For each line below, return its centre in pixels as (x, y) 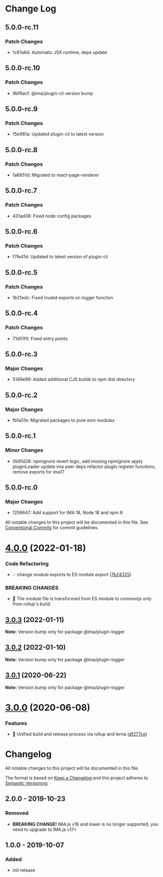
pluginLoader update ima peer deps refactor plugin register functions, (84, 467)
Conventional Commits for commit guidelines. (52, 528)
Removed (17, 813)
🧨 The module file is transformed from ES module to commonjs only (82, 599)
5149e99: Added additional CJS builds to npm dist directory (74, 379)
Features (16, 723)
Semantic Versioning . (27, 783)
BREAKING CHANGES (32, 588)
